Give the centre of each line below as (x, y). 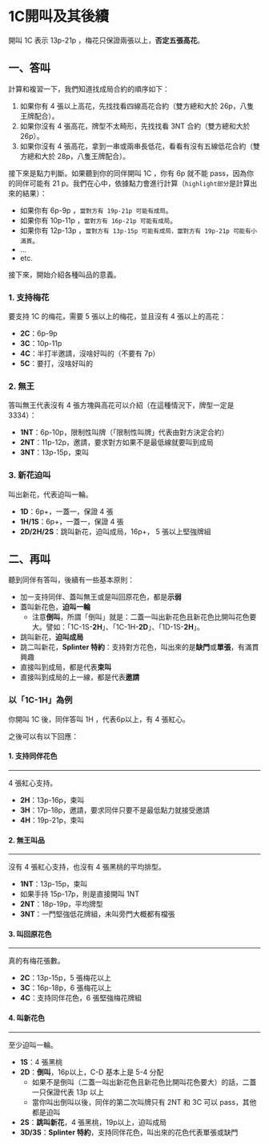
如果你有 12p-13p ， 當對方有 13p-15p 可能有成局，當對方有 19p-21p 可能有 (135, 230)
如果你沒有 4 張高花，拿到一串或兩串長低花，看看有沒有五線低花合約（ (137, 146)
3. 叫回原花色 (30, 934)
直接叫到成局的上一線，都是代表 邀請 (80, 677)
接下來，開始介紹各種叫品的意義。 (64, 275)
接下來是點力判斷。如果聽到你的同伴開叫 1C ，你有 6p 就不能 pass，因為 (128, 173)
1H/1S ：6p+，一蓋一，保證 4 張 (72, 521)
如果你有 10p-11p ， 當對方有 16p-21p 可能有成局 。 (98, 220)
